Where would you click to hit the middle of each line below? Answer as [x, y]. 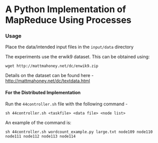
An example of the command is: [38, 122]
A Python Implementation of [66, 9]
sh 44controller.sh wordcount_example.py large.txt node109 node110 [79, 132]
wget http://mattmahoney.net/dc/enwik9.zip [52, 66]
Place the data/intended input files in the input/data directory [69, 47]
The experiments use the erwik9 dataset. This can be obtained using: [78, 57]
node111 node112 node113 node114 [41, 136]
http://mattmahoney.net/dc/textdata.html [48, 81]
